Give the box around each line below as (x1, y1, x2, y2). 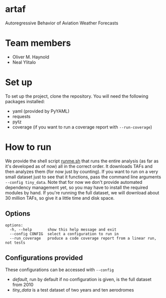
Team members (5, 37, 71, 49)
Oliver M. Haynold (12, 54, 50, 60)
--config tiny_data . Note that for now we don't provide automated (5, 179, 143, 185)
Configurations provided (5, 253, 83, 262)
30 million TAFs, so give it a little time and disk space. (5, 195, 115, 201)
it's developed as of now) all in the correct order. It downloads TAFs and (5, 163, 153, 169)
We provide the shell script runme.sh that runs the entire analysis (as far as (5, 158, 159, 164)
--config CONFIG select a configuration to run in (9, 231, 119, 236)
